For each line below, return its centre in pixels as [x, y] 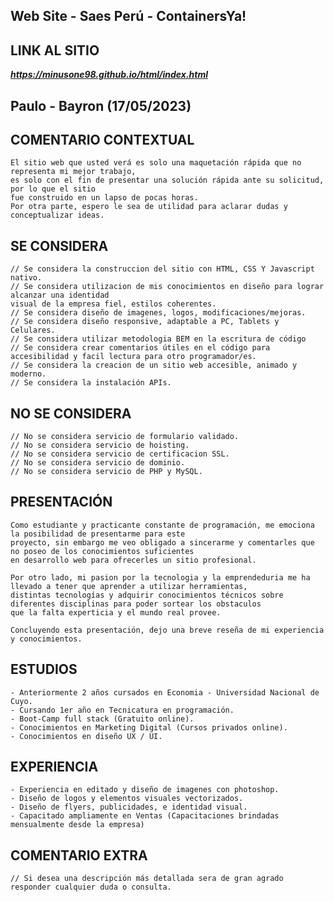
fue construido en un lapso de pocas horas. [104, 198]
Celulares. [33, 330]
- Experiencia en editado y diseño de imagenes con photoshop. [145, 790]
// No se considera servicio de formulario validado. [125, 437]
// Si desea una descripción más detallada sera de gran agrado [147, 879]
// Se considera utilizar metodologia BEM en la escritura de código [158, 339]
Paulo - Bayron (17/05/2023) [101, 105]
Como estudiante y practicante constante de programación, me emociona [162, 525]
